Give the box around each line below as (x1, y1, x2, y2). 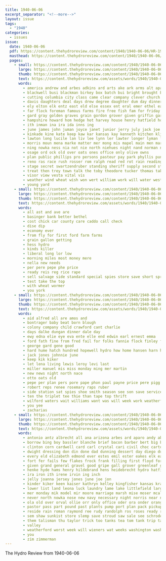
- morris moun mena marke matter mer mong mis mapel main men (23, 141, 154, 146)
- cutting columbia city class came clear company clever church (23, 95, 161, 100)
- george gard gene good (23, 343, 74, 348)
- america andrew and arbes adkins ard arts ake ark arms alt (23, 85, 154, 91)
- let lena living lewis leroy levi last (23, 362, 110, 367)
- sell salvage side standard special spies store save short (23, 274, 154, 279)
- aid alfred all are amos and (23, 315, 87, 321)
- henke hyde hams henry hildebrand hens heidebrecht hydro (23, 467, 149, 473)
